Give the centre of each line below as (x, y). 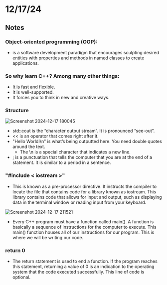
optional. (21, 277)
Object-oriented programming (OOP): (52, 42)
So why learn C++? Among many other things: (62, 76)
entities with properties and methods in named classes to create (78, 58)
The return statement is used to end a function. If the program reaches (85, 261)
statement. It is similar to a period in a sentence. (62, 162)
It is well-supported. (33, 92)
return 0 (15, 250)
